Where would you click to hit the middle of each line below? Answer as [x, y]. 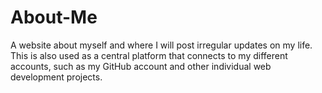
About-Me [54, 17]
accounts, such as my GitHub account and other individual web [141, 66]
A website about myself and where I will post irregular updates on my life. [161, 45]
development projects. [56, 77]
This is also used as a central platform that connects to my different [149, 55]
